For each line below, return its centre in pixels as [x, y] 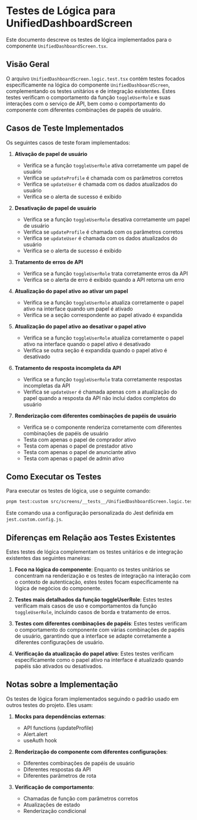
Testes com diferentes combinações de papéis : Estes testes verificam [101, 624]
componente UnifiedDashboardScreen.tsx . [57, 46]
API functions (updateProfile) [58, 728]
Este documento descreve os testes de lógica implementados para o [89, 39]
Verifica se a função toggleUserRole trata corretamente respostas [103, 379]
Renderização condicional [55, 811]
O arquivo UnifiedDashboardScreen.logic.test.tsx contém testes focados [96, 78]
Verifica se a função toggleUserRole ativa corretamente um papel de [106, 165]
